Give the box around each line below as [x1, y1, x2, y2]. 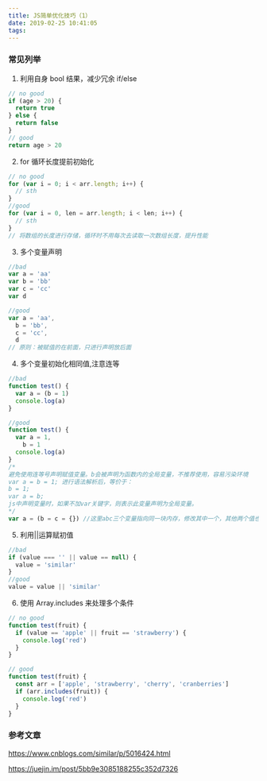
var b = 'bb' [8, 277, 52, 286]
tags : [8, 26, 26, 34]
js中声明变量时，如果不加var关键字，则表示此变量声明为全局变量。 [8, 500, 198, 508]
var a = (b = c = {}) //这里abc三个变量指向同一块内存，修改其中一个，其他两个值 [8, 514, 255, 523]
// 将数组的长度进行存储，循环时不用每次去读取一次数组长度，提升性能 [8, 231, 208, 239]
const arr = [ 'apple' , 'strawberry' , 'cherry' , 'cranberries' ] [15, 680, 230, 688]
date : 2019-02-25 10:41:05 [8, 19, 98, 27]
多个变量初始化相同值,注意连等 [19, 359, 120, 369]
